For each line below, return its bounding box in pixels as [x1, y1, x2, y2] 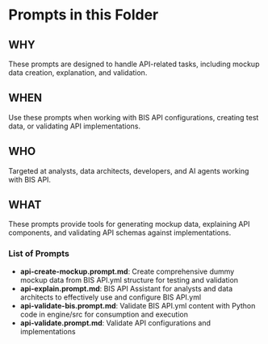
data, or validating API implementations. [8, 121, 141, 131]
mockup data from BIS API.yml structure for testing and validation [19, 275, 239, 284]
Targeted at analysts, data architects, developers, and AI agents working [8, 166, 249, 175]
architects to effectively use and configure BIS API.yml [19, 292, 202, 302]
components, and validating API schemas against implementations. [8, 228, 232, 237]
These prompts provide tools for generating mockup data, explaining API [8, 220, 250, 229]
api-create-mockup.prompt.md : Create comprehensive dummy [19, 266, 235, 276]
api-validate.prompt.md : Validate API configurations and [19, 317, 211, 328]
